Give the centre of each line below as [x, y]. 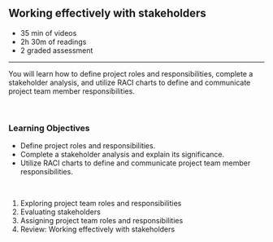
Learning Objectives [50, 128]
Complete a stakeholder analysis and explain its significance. [122, 155]
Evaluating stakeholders [61, 212]
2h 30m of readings [53, 42]
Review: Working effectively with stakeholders [97, 229]
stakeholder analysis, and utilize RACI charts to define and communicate [130, 82]
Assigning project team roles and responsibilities [102, 221]
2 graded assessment [56, 50]
